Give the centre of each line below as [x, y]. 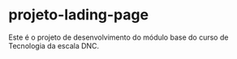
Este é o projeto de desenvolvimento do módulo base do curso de [118, 37]
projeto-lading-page [78, 15]
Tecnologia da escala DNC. [54, 45]
